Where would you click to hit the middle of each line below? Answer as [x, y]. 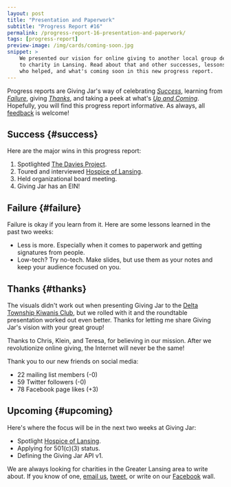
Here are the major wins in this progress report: [74, 151]
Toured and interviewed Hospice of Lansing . [80, 172]
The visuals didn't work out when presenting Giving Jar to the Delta [102, 305]
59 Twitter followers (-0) [52, 382]
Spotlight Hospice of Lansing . [59, 441]
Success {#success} [53, 134]
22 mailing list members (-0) [57, 374]
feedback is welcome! [38, 113]
